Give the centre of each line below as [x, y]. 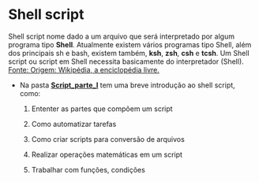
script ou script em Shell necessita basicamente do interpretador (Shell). [126, 61]
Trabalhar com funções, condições [88, 169]
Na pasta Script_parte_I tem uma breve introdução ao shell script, [127, 85]
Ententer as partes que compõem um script [102, 109]
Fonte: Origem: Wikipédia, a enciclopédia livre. [84, 69]
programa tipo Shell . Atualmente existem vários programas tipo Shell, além [130, 44]
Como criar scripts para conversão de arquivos [108, 139]
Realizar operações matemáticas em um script [107, 154]
